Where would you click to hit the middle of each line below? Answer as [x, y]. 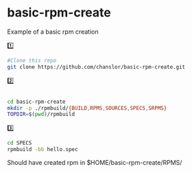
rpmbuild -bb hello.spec [43, 150]
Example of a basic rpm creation [53, 32]
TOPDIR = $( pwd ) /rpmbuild [41, 115]
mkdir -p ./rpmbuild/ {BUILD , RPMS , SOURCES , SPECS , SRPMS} [87, 108]
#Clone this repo [32, 60]
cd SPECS [20, 143]
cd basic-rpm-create [37, 102]
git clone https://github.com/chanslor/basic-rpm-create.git [96, 67]
